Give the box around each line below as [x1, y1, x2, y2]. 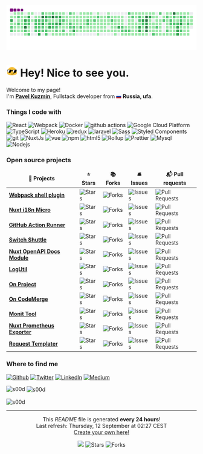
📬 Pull [166, 171, 184, 178]
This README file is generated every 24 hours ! [42, 416, 161, 423]
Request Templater [8, 340, 59, 347]
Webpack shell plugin [8, 191, 65, 199]
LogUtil [8, 266, 28, 273]
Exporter [8, 328, 32, 335]
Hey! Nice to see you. [20, 66, 130, 80]
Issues [130, 179, 148, 186]
